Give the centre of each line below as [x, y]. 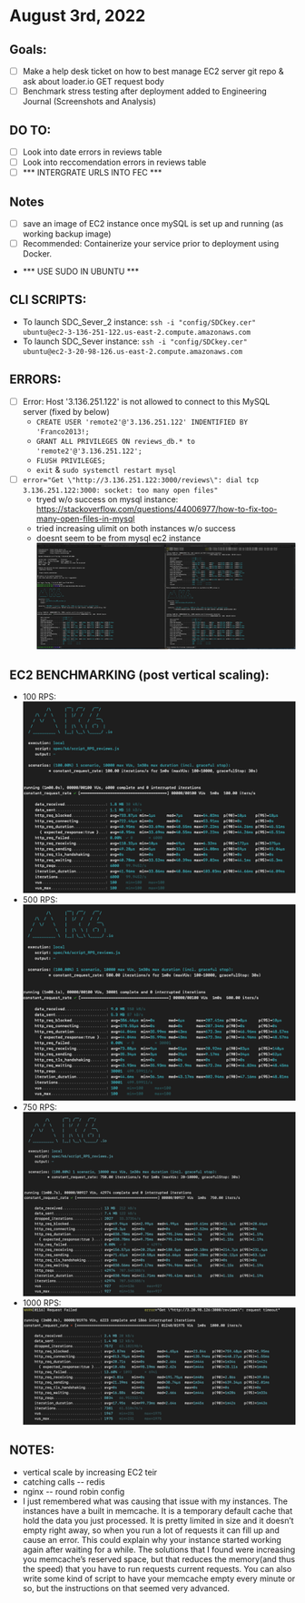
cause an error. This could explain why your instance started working [152, 1539]
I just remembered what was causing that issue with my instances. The [155, 1501]
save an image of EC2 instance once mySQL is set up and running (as [153, 223]
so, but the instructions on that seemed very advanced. [126, 1588]
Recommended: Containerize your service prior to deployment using [151, 243]
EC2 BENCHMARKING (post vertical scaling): [139, 675]
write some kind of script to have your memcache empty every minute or [159, 1578]
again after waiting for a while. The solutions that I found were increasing [159, 1549]
